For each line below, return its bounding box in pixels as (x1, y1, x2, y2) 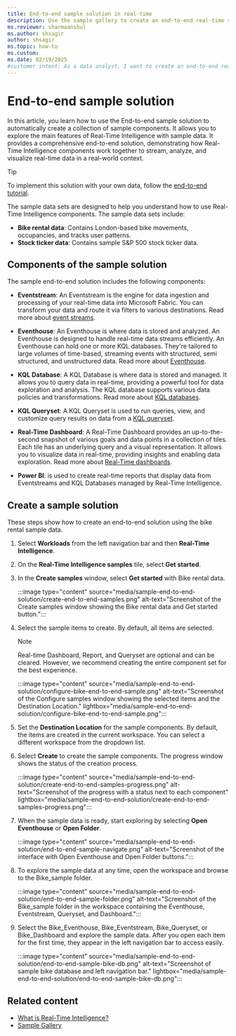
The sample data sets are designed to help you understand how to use (7, 202, 212, 211)
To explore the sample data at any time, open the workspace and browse (17, 866, 229, 875)
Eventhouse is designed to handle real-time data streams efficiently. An (17, 335, 225, 343)
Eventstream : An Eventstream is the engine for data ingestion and (17, 291, 209, 299)
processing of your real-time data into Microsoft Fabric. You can (17, 299, 204, 307)
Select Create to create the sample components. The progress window (17, 751, 223, 761)
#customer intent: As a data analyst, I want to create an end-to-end (7, 63, 218, 70)
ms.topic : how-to (7, 43, 58, 50)
